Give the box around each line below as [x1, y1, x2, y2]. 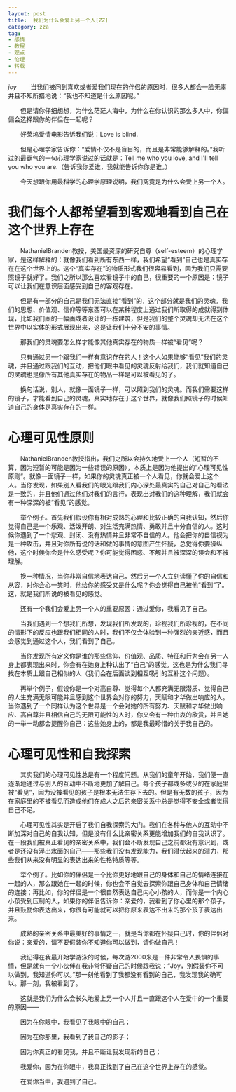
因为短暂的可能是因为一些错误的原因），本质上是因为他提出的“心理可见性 [20, 463, 229, 471]
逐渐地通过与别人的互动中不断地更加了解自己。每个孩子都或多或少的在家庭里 [8, 779, 229, 788]
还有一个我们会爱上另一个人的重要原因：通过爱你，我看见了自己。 [20, 604, 211, 612]
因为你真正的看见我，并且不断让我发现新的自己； [20, 1048, 162, 1056]
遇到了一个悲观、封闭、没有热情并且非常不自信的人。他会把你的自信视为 [20, 530, 229, 539]
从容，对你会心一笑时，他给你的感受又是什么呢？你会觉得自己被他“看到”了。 [8, 580, 228, 589]
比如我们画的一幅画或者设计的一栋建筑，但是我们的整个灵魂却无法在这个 [20, 314, 229, 323]
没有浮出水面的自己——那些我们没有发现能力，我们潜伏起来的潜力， [26, 847, 223, 856]
